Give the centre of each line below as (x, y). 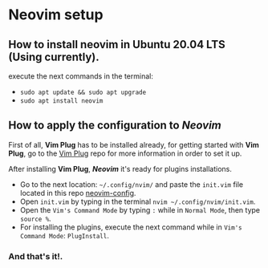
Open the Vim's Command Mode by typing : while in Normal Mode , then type (140, 209)
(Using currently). (54, 57)
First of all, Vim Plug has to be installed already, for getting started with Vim (134, 144)
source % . (36, 218)
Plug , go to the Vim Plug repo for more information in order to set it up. (125, 153)
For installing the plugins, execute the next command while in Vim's (131, 227)
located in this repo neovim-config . (78, 193)
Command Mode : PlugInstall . (65, 235)
